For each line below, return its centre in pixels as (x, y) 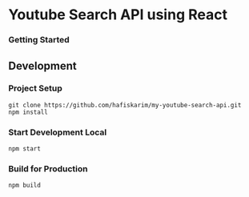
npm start (25, 149)
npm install (28, 112)
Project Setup (35, 88)
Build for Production (48, 169)
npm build (25, 186)
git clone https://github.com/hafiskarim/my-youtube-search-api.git (125, 105)
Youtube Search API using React (118, 15)
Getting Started (39, 40)
